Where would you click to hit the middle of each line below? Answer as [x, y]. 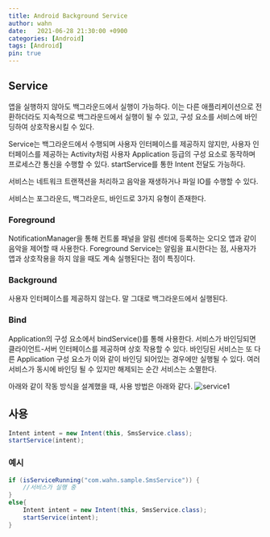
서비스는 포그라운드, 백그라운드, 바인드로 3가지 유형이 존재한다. [108, 198]
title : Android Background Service [68, 16]
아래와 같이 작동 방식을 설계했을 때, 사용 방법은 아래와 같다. [101, 386]
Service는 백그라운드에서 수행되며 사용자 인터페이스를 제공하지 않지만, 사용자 [130, 144]
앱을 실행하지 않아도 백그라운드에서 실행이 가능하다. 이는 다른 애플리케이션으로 [131, 107]
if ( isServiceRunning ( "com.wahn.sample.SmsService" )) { [104, 480]
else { [17, 503]
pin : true [25, 53]
